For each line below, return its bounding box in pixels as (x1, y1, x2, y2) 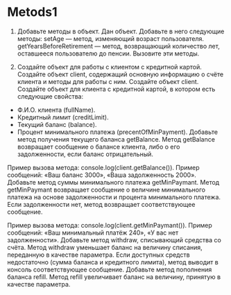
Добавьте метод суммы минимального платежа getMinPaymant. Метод (7, 178, 220, 186)
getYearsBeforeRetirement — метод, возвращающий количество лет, (17, 42, 220, 50)
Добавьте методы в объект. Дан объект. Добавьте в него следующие (17, 27, 225, 35)
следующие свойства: (17, 92, 84, 101)
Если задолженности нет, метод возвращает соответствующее (7, 200, 196, 208)
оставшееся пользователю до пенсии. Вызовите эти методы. (17, 49, 200, 58)
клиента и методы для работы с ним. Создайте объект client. (17, 77, 199, 85)
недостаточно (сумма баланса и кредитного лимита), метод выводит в (7, 258, 219, 266)
